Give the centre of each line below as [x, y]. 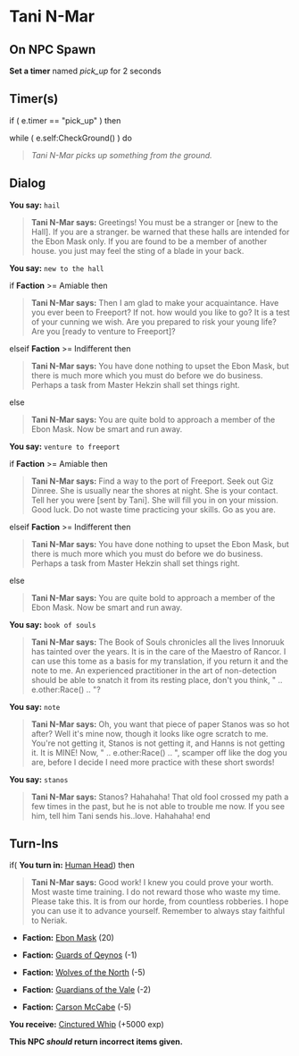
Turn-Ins [34, 844]
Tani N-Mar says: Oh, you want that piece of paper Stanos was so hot [160, 724]
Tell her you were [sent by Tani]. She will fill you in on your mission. [154, 500]
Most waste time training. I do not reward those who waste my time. [156, 892]
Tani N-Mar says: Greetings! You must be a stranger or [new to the [154, 222]
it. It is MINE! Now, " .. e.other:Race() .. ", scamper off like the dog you [159, 752]
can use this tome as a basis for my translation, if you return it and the [159, 661]
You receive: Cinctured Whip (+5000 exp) [87, 1025]
